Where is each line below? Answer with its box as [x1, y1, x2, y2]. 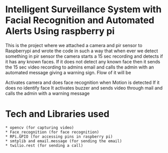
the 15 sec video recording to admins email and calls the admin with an [5, 64, 154, 70]
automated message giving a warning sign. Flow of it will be [5, 69, 131, 75]
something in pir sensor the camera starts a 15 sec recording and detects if [5, 53, 163, 59]
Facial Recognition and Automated [5, 14, 155, 26]
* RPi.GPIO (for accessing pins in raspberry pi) [5, 134, 113, 139]
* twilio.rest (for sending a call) [5, 143, 83, 148]
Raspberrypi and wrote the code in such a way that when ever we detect [5, 48, 158, 54]
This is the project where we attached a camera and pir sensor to [5, 42, 142, 48]
